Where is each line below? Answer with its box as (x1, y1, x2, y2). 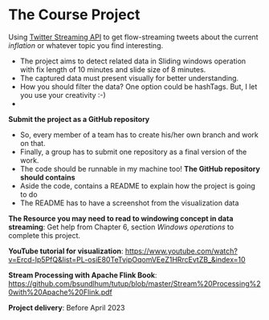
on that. (19, 138, 46, 148)
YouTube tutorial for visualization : (8, 246, 124, 256)
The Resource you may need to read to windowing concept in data (8, 213, 234, 223)
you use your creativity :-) (19, 90, 106, 99)
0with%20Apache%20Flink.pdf (8, 287, 112, 297)
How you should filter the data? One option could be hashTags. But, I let (19, 82, 258, 91)
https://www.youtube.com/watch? (124, 246, 238, 256)
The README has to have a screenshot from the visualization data (19, 198, 239, 208)
